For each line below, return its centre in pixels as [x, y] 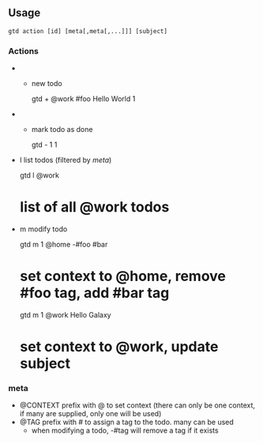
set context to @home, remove [123, 276]
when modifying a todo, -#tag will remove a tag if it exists [125, 430]
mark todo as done [62, 130]
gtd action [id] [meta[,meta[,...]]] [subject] [88, 31]
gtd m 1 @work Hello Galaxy [66, 314]
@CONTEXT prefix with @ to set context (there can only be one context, [137, 405]
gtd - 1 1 [44, 145]
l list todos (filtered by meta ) [66, 160]
